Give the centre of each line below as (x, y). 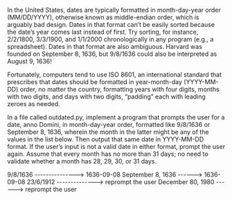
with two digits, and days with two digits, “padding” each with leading (107, 97)
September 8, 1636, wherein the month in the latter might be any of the (108, 132)
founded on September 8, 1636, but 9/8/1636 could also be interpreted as (112, 54)
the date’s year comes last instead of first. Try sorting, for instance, (103, 32)
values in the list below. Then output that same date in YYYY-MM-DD (106, 139)
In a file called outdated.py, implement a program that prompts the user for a (116, 117)
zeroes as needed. (34, 104)
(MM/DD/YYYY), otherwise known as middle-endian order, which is (103, 17)
